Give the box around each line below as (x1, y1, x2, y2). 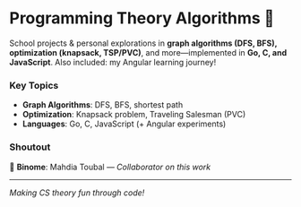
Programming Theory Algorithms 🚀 (9, 8, 275, 29)
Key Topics (9, 79, 59, 91)
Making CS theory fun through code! (9, 187, 145, 198)
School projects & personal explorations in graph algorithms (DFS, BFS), (9, 38, 278, 48)
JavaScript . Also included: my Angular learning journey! (9, 56, 217, 67)
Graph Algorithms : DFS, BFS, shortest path (21, 99, 184, 110)
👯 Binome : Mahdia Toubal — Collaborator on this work (9, 161, 211, 172)
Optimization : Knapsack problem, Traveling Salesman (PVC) (21, 109, 246, 120)
